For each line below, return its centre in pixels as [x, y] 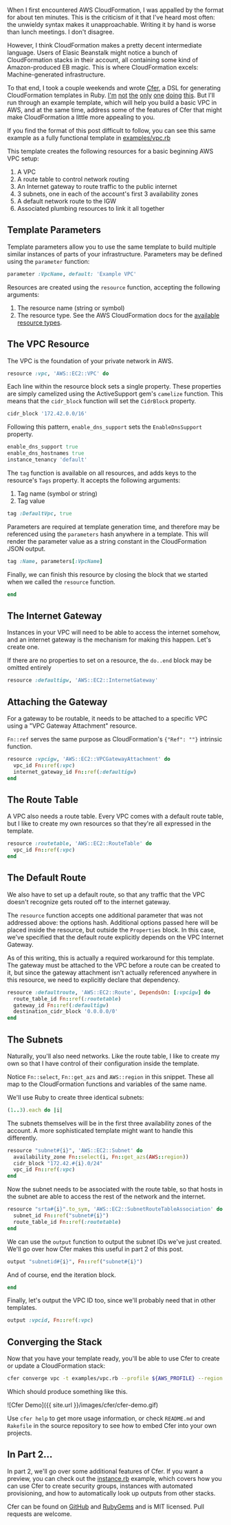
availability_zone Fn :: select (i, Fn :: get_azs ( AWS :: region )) [101, 1157]
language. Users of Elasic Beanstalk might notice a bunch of [92, 52]
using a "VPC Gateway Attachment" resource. [72, 726]
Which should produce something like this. [68, 1392]
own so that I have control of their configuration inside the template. [103, 1063]
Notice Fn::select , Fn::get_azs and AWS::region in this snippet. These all [111, 1076]
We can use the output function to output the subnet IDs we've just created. [114, 1241]
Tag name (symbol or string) [57, 493]
